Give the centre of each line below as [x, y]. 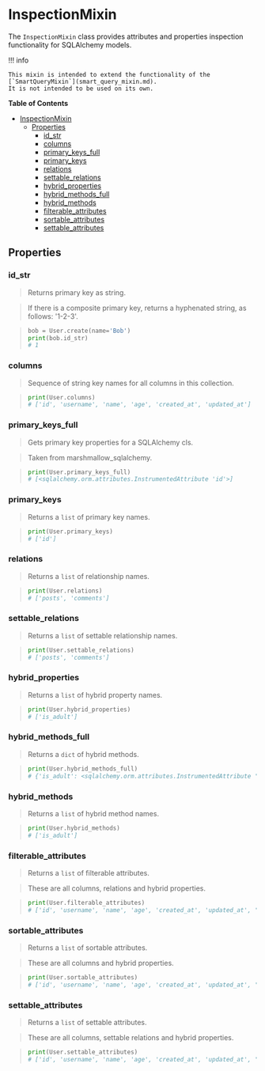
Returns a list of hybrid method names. [93, 813]
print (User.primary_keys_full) [79, 472]
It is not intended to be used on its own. [81, 89]
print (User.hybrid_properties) [79, 710]
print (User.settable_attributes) [83, 1052]
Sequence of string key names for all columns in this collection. [131, 383]
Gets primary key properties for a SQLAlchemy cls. [110, 442]
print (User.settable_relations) [81, 650]
